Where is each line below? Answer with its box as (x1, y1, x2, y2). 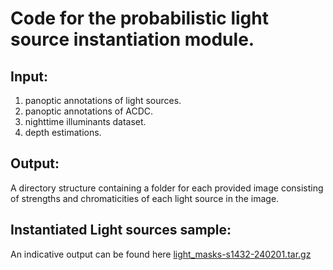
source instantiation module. (10, 28, 255, 51)
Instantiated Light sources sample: (10, 222, 232, 239)
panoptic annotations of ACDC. (24, 105, 154, 117)
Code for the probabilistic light (10, 7, 269, 30)
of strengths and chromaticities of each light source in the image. (10, 192, 280, 204)
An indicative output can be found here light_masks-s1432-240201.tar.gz (10, 248, 312, 260)
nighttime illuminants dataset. (24, 116, 147, 127)
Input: (10, 68, 48, 85)
